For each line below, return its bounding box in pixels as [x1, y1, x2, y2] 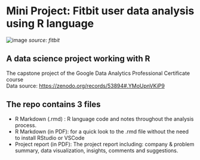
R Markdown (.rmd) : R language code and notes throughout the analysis [14, 115, 194, 123]
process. [14, 121, 37, 128]
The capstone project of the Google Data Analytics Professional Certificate [6, 70, 190, 77]
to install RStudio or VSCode [14, 134, 85, 141]
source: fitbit [29, 36, 60, 43]
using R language [6, 17, 94, 30]
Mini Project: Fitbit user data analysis [6, 4, 195, 18]
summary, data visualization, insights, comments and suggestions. [14, 147, 179, 154]
